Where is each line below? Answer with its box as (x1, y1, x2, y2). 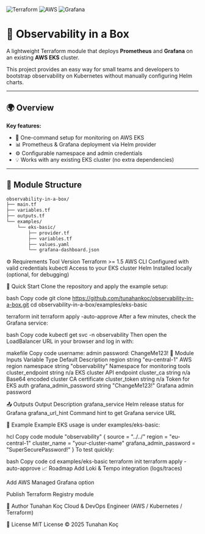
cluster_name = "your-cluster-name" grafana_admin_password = (32, 439, 196, 447)
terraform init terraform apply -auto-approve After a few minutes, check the (6, 313, 196, 320)
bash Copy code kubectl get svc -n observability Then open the (6, 331, 167, 339)
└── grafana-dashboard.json (28, 247, 99, 253)
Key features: (6, 122, 41, 129)
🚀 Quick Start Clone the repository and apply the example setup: (6, 283, 168, 290)
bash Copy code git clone (6, 295, 71, 302)
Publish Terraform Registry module (6, 491, 95, 498)
